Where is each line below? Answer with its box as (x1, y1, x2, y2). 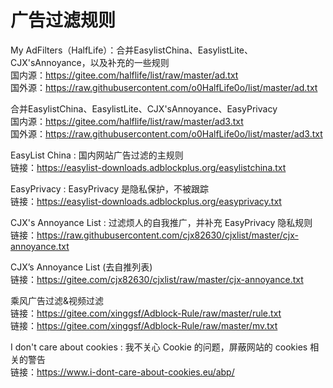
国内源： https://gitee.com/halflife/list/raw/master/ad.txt (10, 69, 239, 81)
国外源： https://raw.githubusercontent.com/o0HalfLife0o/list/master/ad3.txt (10, 127, 323, 140)
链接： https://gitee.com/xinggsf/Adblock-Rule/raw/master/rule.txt (10, 307, 282, 319)
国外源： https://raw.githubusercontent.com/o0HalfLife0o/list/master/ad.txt (10, 81, 318, 93)
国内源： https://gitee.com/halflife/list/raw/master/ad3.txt (10, 115, 244, 127)
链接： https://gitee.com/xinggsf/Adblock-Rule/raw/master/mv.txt (10, 319, 278, 331)
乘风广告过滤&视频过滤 (10, 294, 105, 306)
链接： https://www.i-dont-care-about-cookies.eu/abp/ (10, 366, 235, 378)
